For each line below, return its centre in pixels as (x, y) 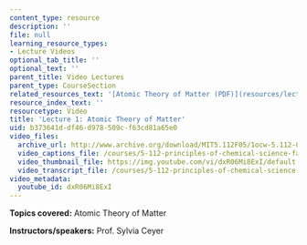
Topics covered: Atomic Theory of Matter (88, 213)
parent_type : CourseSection (63, 86)
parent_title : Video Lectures (67, 77)
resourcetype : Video (49, 111)
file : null (30, 35)
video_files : (34, 137)
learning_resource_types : (58, 43)
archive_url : (42, 145)
